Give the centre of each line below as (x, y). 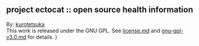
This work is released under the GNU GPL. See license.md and (83, 30)
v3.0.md (16, 37)
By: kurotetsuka (25, 24)
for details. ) (43, 37)
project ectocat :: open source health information (100, 10)
